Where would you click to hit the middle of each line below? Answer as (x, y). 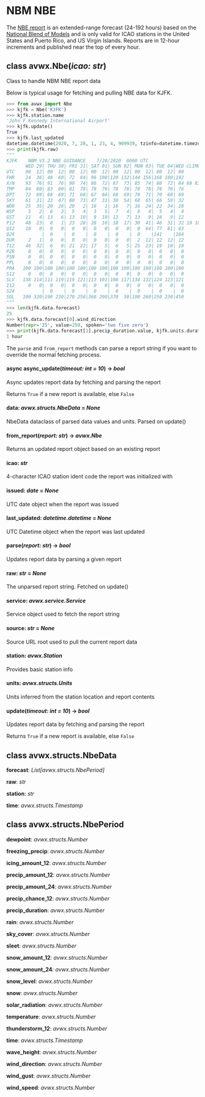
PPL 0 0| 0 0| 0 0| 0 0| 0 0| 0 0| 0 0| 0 (95, 263)
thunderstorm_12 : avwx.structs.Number (57, 1028)
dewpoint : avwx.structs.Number (47, 839)
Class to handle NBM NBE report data (53, 81)
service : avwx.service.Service (46, 600)
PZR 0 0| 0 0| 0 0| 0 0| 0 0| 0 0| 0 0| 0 (95, 251)
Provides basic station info (40, 669)
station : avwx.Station (34, 656)
